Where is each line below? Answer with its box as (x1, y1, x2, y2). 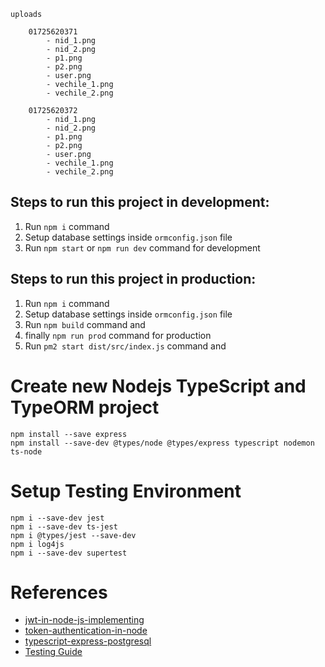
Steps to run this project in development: (10, 194, 270, 211)
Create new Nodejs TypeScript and (10, 375, 307, 397)
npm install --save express (10, 429, 128, 439)
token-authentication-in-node (24, 625, 148, 637)
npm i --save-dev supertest (10, 548, 128, 558)
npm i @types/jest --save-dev (10, 530, 137, 540)
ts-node (10, 446, 43, 457)
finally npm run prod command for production (24, 329, 212, 341)
